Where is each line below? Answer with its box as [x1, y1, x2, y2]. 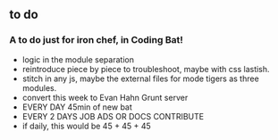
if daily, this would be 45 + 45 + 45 [21, 120, 152, 131]
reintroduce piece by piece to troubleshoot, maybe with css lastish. [21, 63, 270, 74]
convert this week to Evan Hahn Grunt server [21, 92, 189, 103]
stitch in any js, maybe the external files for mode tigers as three [21, 73, 259, 84]
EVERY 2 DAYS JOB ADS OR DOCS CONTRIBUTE [21, 111, 204, 121]
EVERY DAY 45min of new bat [21, 102, 132, 112]
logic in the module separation [21, 54, 134, 65]
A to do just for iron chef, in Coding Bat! [9, 34, 183, 46]
